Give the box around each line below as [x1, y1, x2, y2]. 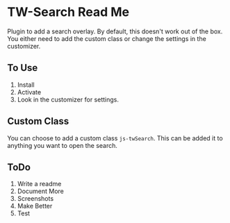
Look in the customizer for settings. [17, 95, 120, 104]
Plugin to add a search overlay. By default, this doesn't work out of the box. [7, 27, 223, 35]
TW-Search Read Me [7, 4, 130, 20]
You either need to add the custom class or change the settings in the [7, 34, 206, 42]
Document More [17, 187, 65, 195]
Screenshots [17, 195, 54, 203]
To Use [7, 62, 38, 74]
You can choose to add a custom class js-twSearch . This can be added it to [7, 133, 224, 142]
